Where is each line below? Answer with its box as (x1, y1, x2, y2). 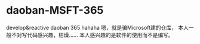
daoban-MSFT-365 (6, 4, 104, 17)
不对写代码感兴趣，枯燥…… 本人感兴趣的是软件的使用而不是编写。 (11, 31, 174, 39)
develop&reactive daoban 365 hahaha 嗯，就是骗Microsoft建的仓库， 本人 (6, 24, 189, 31)
